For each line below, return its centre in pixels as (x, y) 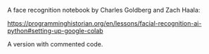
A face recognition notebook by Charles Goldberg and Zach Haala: (104, 10)
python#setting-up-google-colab (55, 31)
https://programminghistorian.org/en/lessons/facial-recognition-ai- (104, 23)
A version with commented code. (55, 44)
